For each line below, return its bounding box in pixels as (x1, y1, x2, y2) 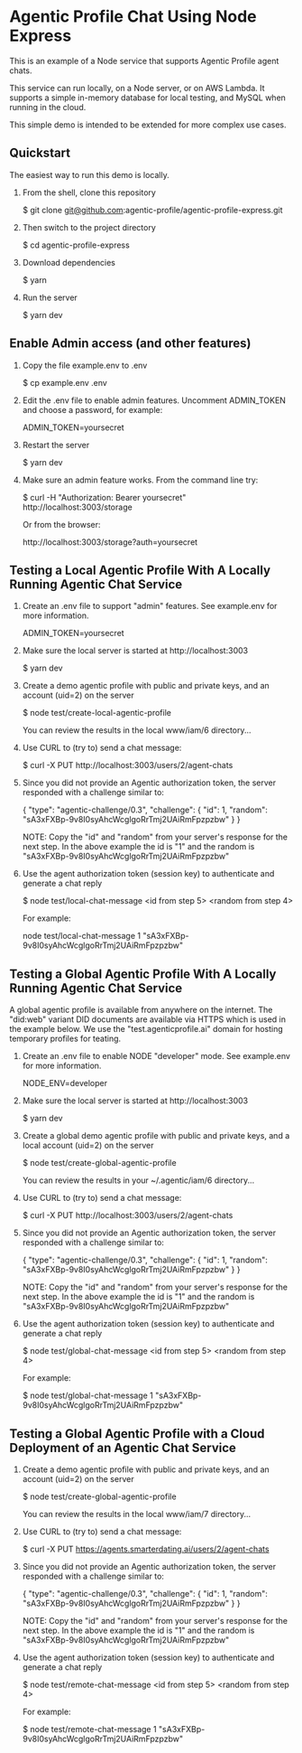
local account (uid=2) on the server (22, 1140, 155, 1151)
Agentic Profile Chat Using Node (9, 6, 257, 27)
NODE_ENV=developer (22, 1078, 108, 1089)
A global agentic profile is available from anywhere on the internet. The (9, 1005, 273, 1016)
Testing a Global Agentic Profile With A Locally (9, 966, 277, 981)
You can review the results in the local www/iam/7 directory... (22, 1509, 252, 1519)
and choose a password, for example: (22, 404, 163, 415)
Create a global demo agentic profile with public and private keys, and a (22, 1130, 290, 1141)
